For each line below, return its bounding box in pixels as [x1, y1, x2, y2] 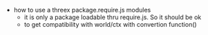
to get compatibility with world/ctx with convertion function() [23, 21, 197, 28]
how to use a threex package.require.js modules [13, 6, 151, 14]
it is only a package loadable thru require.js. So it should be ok [23, 13, 202, 21]
